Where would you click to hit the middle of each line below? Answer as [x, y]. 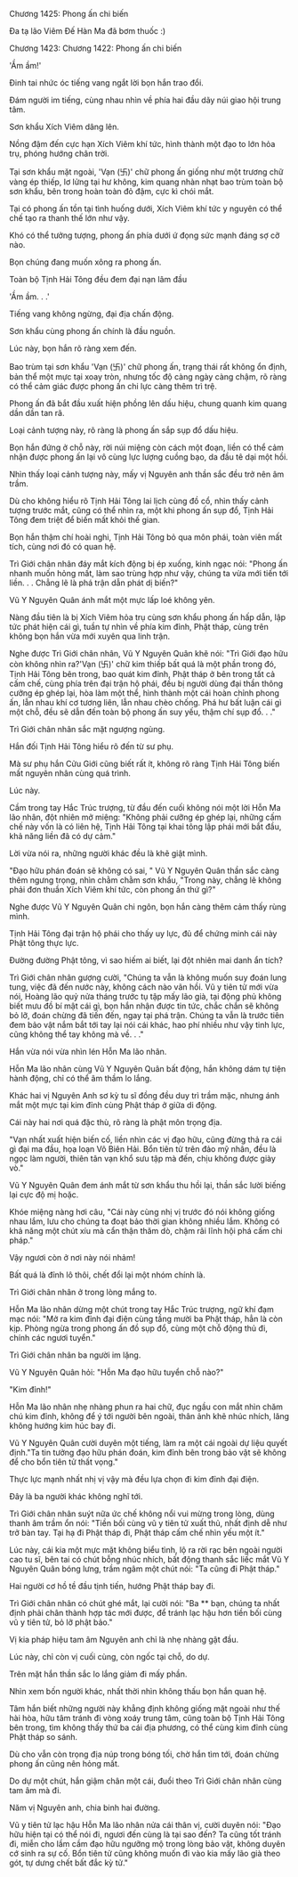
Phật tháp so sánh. [44, 1737]
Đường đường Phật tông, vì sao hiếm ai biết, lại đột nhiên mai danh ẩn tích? [146, 960]
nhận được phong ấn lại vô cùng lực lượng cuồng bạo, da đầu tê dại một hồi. [149, 457]
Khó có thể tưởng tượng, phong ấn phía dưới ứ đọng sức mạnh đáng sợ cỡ [145, 235]
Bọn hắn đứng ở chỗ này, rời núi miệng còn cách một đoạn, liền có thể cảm [147, 447]
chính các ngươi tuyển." [52, 1338]
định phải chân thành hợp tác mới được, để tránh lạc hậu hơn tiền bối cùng [146, 1613]
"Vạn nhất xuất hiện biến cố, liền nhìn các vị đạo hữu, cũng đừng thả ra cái [146, 1139]
